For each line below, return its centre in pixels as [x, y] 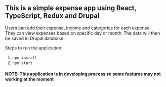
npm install [24, 58]
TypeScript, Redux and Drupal [52, 16]
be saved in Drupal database [34, 38]
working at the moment [30, 79]
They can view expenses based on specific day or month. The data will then [83, 33]
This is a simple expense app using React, [71, 8]
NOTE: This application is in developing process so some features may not [83, 74]
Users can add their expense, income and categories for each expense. [78, 28]
